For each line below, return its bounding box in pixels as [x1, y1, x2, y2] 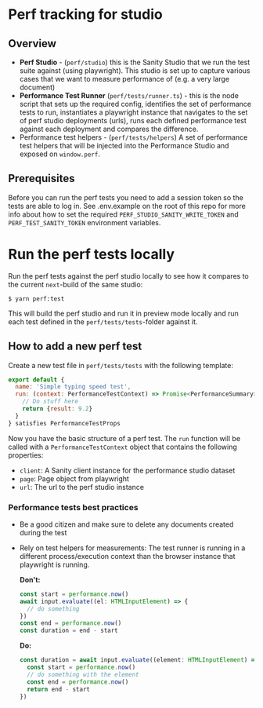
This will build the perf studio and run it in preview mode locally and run [8, 308, 239, 318]
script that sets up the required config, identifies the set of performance [19, 100, 252, 108]
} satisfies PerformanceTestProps [8, 419, 121, 427]
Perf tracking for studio [8, 5, 163, 24]
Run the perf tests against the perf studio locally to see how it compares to [8, 271, 249, 280]
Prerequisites [8, 172, 75, 185]
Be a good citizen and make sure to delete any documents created [19, 520, 234, 529]
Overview [8, 37, 57, 50]
